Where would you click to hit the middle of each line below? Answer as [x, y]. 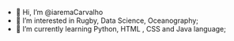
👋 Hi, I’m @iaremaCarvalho [59, 12]
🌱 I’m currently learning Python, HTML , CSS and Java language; [121, 29]
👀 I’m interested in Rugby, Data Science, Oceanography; [107, 20]
